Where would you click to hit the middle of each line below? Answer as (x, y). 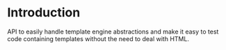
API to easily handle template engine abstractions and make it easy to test (113, 32)
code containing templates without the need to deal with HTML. (98, 38)
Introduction (44, 13)
